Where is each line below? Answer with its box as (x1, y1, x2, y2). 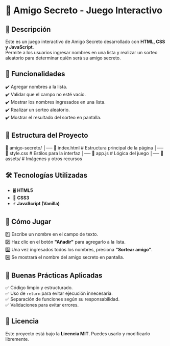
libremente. (5, 336, 29, 342)
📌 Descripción (5, 25, 51, 34)
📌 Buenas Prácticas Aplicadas (5, 271, 103, 279)
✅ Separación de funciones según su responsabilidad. (5, 296, 120, 302)
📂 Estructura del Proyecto (5, 131, 88, 140)
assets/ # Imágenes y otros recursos (5, 156, 83, 162)
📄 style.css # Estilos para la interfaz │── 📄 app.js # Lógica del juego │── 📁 (5, 150, 164, 156)
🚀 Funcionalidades (5, 70, 65, 78)
